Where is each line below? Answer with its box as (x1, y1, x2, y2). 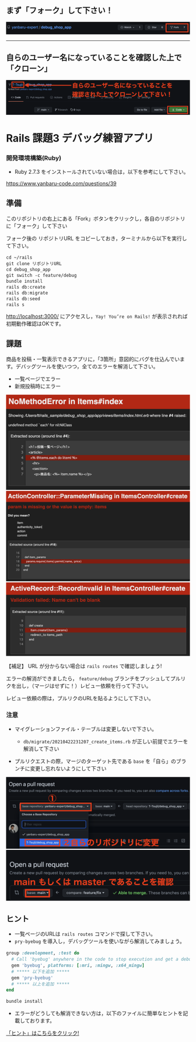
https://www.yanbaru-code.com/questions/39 (6, 180, 117, 187)
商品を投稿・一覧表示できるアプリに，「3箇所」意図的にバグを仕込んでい (6, 355, 180, 362)
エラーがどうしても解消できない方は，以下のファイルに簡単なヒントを (14, 1010, 183, 1017)
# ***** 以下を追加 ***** (11, 968, 70, 975)
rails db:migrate (6, 290, 48, 296)
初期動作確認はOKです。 (6, 320, 64, 327)
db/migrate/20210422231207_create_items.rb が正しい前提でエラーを (23, 738, 188, 745)
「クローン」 (6, 64, 52, 74)
